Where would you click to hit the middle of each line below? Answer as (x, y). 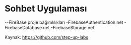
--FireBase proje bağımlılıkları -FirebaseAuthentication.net (64, 22)
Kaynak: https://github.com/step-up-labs (47, 37)
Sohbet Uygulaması (46, 9)
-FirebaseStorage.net (73, 27)
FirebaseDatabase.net (27, 27)
